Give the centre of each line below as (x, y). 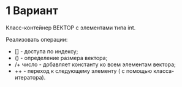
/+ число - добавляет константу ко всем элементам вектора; (95, 64)
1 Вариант (32, 11)
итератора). (30, 77)
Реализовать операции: (37, 39)
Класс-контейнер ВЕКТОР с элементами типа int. (71, 28)
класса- (164, 70)
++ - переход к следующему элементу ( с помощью (83, 70)
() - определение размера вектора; (61, 58)
